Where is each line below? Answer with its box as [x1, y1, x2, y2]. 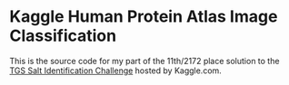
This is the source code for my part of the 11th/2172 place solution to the [9, 55, 280, 66]
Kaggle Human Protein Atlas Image [9, 6, 278, 27]
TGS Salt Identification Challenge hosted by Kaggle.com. [9, 65, 223, 76]
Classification [9, 25, 116, 46]
